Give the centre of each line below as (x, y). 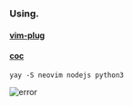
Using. (24, 14)
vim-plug (27, 35)
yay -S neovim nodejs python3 (67, 75)
